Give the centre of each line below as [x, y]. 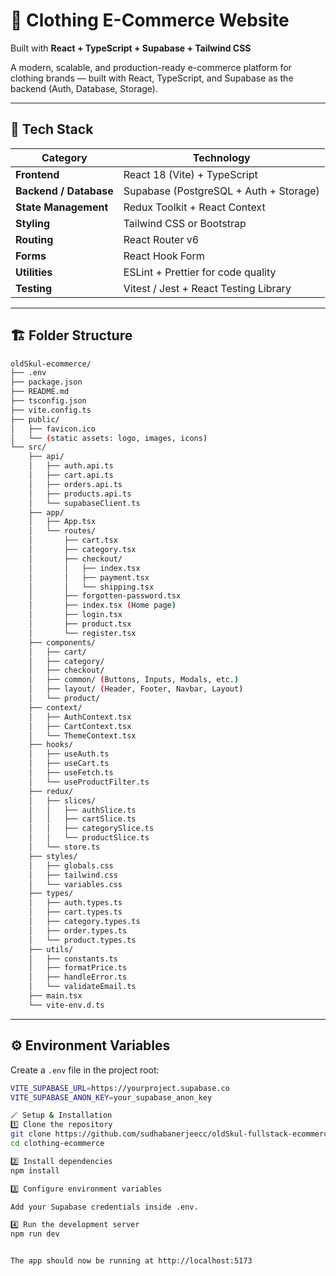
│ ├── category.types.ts [84, 922]
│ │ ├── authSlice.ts [82, 810]
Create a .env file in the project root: [85, 1070]
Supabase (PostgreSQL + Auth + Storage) [221, 191]
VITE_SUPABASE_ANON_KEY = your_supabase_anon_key [111, 1097]
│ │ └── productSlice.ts [89, 838]
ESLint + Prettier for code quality [200, 272]
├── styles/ [53, 856]
